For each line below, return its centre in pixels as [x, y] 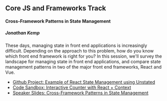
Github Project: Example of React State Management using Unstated [84, 82]
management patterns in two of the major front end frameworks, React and [83, 67]
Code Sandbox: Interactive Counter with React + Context [72, 87]
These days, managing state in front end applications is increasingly [76, 45]
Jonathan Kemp [23, 33]
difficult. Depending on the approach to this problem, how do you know [80, 50]
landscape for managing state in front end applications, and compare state [83, 61]
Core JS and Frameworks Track [56, 8]
